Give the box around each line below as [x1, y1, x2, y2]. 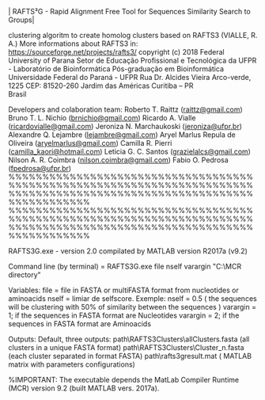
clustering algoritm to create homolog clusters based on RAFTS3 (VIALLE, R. [8, 31, 258, 40]
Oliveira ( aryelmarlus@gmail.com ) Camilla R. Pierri [8, 139, 172, 147]
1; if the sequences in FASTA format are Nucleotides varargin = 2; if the [8, 310, 240, 320]
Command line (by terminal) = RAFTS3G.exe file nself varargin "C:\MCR [8, 261, 242, 271]
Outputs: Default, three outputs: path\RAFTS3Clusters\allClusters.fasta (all [8, 334, 250, 344]
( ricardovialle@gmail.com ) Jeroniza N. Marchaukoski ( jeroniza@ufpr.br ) [8, 122, 243, 131]
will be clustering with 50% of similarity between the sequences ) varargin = [8, 303, 257, 311]
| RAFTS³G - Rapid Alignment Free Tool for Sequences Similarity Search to [8, 7, 251, 16]
